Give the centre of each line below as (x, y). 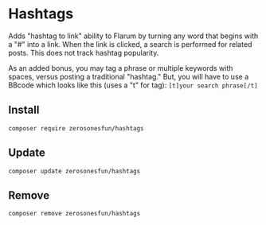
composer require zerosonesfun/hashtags (76, 128)
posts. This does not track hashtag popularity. (84, 52)
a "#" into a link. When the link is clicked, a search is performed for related (130, 44)
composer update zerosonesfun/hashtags (74, 171)
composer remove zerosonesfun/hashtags (74, 214)
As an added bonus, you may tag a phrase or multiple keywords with (121, 68)
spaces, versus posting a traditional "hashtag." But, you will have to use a (129, 76)
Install (24, 110)
